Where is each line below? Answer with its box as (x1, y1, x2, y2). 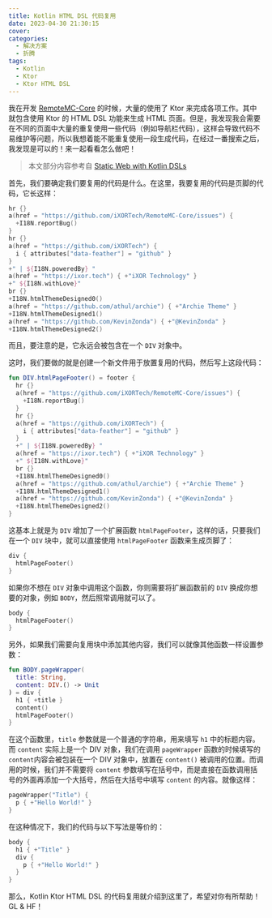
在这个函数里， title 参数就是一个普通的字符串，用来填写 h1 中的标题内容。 (8, 735, 260, 744)
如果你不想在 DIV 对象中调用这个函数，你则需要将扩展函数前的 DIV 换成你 (8, 582, 251, 592)
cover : (8, 27, 31, 35)
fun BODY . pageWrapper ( (8, 666, 85, 674)
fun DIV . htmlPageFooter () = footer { (8, 374, 136, 382)
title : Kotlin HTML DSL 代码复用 (8, 11, 117, 20)
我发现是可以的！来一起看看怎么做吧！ (8, 144, 136, 153)
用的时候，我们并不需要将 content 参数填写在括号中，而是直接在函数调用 (8, 765, 251, 774)
